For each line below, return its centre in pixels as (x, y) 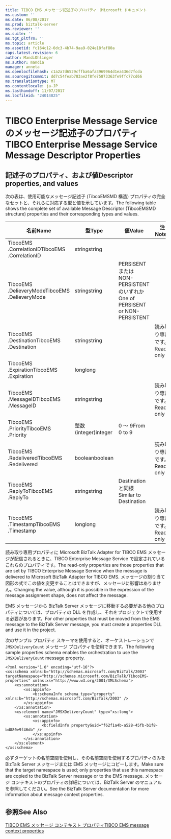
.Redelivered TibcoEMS (35, 458)
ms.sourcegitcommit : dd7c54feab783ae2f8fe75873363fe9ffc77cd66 (74, 77)
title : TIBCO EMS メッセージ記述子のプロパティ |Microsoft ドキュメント (76, 10)
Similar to (130, 495)
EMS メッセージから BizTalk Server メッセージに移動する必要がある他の (80, 606)
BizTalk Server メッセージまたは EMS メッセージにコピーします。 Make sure (84, 764)
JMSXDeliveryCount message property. (45, 658)
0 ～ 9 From (132, 426)
